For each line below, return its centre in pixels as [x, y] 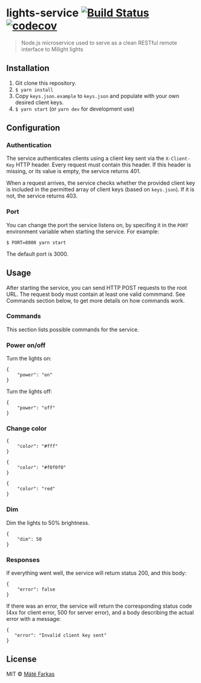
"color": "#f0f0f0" [42, 468]
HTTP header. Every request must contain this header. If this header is [104, 165]
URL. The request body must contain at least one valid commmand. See [96, 294]
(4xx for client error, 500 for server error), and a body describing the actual [100, 613]
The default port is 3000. [37, 254]
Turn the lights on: [29, 359]
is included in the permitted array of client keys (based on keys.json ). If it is [100, 190]
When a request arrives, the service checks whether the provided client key [101, 183]
